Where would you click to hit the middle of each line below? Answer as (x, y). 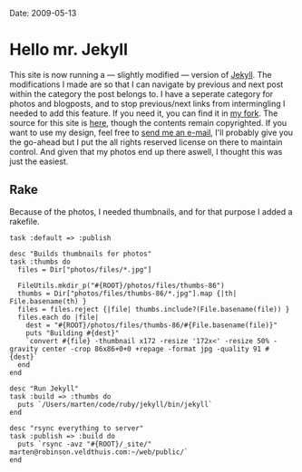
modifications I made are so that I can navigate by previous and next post (146, 84)
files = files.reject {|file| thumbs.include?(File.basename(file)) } (154, 309)
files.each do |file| (58, 317)
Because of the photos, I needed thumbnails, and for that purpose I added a (151, 211)
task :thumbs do (40, 262)
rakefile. (24, 221)
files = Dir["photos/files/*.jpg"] (85, 270)
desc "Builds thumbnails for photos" (81, 254)
